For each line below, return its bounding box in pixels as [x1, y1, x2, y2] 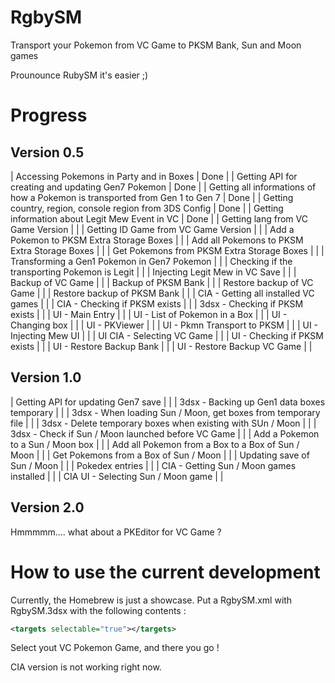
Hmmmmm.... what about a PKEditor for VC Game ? [10, 526, 222, 538]
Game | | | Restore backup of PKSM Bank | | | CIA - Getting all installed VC [10, 287, 315, 299]
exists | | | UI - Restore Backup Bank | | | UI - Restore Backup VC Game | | [10, 340, 313, 352]
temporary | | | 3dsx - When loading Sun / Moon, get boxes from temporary [10, 406, 321, 418]
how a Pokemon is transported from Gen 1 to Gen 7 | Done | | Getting [10, 191, 294, 203]
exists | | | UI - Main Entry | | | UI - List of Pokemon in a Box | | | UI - [10, 308, 288, 320]
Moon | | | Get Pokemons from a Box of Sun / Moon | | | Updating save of [10, 449, 310, 461]
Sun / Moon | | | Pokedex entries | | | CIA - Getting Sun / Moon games [10, 459, 297, 471]
